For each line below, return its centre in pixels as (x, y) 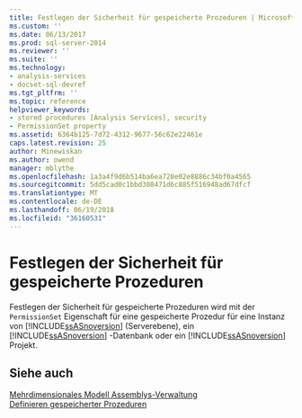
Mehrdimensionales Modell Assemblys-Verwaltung (103, 395)
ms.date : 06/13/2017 (48, 34)
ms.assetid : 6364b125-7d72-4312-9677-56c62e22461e (106, 135)
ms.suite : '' (34, 59)
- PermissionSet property (58, 127)
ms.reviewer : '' (40, 51)
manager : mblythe (42, 168)
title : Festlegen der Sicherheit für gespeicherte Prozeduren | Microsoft (152, 18)
